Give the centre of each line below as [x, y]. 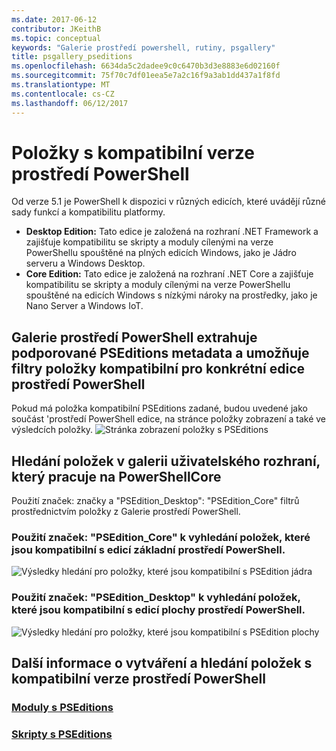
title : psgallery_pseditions [72, 57]
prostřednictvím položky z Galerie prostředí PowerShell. [126, 512]
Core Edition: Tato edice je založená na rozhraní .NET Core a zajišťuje [169, 274]
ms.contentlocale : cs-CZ [63, 94]
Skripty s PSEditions [62, 734]
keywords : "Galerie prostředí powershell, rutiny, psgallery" [143, 47]
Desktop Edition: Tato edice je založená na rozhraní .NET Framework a [172, 232]
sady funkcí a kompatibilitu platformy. [88, 212]
